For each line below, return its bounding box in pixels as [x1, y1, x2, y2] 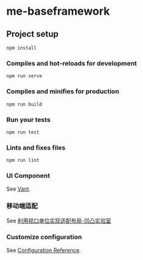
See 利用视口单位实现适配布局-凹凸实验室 [6, 216, 111, 224]
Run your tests [6, 115, 51, 124]
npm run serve [6, 73, 43, 79]
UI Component [6, 172, 50, 180]
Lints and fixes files [6, 143, 66, 151]
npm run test [6, 129, 40, 136]
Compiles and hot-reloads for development [6, 59, 137, 67]
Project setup [6, 29, 59, 39]
